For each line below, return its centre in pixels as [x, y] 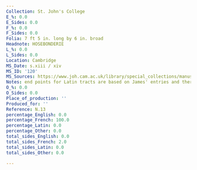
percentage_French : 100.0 [38, 120]
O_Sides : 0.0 [22, 93]
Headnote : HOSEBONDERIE [35, 44]
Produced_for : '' [27, 104]
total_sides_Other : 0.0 [35, 152]
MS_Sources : [21, 77]
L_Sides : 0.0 [22, 55]
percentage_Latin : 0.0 [34, 126]
